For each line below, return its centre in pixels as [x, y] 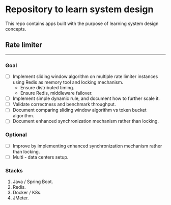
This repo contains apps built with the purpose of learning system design [82, 23]
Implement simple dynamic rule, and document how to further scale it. [86, 98]
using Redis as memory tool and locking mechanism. [68, 82]
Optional [16, 135]
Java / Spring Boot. [33, 182]
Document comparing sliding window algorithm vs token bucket [79, 110]
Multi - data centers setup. [40, 157]
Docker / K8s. [27, 193]
